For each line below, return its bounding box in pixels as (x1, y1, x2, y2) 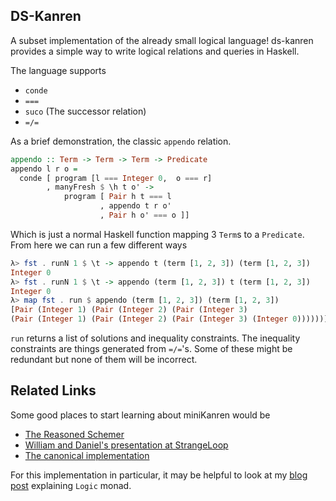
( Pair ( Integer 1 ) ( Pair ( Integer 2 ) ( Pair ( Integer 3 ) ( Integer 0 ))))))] (10, 314, 329, 324)
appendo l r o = (10, 164, 78, 174)
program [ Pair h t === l (63, 192, 172, 202)
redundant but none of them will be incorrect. (10, 354, 198, 366)
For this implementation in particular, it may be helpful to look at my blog (10, 469, 308, 481)
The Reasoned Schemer (24, 428, 125, 440)
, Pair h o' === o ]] (99, 210, 190, 221)
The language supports (10, 64, 107, 76)
